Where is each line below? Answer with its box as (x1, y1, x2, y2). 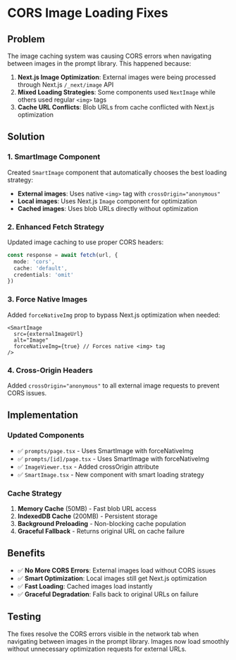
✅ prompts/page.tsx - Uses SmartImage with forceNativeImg (17, 446, 194, 455)
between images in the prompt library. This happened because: (7, 59, 192, 68)
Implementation (7, 409, 79, 421)
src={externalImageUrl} (13, 330, 83, 337)
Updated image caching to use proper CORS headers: (7, 238, 164, 246)
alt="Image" (13, 337, 49, 344)
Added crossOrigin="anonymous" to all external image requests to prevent (7, 381, 220, 390)
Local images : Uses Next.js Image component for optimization (17, 196, 197, 205)
